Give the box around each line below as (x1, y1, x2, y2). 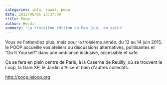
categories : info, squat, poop (5, 7, 70, 12)
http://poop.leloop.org (5, 74, 51, 80)
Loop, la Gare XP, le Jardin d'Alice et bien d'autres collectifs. (5, 65, 130, 71)
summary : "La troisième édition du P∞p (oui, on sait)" (5, 26, 124, 31)
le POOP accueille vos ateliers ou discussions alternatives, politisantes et (5, 44, 155, 50)
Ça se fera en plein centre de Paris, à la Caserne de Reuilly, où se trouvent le (5, 59, 163, 65)
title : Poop (5, 16, 30, 21)
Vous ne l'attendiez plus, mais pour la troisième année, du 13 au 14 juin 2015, (5, 39, 163, 45)
